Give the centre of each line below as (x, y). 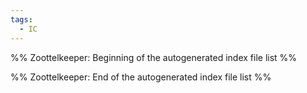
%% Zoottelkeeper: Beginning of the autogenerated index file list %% (154, 57)
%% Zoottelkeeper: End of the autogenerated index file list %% (141, 77)
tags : (21, 19)
